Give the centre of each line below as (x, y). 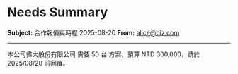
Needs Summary (58, 12)
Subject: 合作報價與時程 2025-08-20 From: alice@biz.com (93, 32)
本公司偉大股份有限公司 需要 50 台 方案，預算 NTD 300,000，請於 (104, 54)
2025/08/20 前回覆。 (38, 63)
